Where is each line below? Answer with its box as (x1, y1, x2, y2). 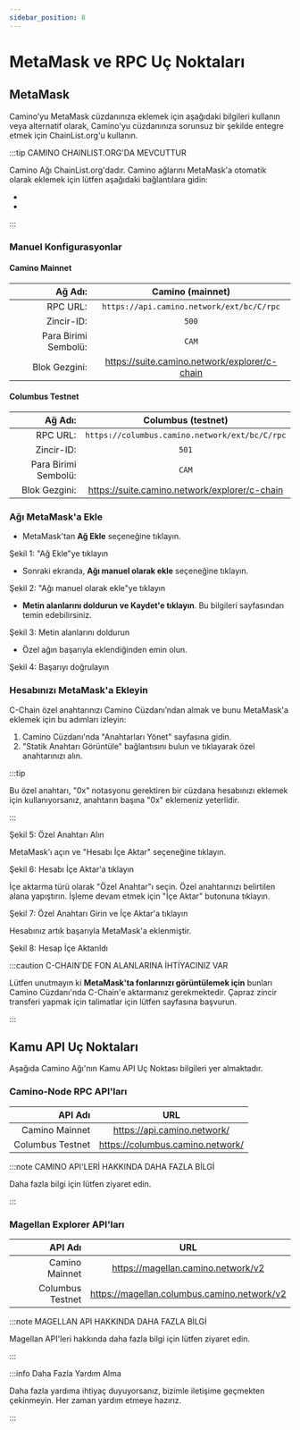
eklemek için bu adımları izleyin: (9, 714, 127, 724)
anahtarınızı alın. (21, 750, 83, 761)
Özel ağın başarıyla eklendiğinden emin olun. (21, 645, 187, 656)
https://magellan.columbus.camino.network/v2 (89, 1287, 287, 1299)
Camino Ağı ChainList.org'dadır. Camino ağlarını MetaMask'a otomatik (9, 165, 267, 175)
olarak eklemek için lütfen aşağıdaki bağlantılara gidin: (9, 173, 208, 184)
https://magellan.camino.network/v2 (111, 1262, 265, 1274)
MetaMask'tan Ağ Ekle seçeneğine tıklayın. (21, 531, 181, 542)
